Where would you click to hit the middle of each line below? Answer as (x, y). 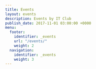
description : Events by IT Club (38, 18)
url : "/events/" (31, 41)
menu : (11, 28)
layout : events (21, 14)
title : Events (20, 9)
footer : (17, 32)
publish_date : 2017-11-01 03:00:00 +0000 (48, 23)
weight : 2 (24, 46)
